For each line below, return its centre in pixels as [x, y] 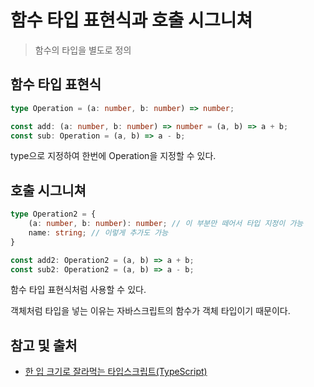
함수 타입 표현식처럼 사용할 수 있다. [78, 290]
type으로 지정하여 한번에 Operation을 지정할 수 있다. [113, 156]
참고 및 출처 [44, 345]
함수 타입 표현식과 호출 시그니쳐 [131, 20]
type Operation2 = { [53, 214]
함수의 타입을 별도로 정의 [83, 50]
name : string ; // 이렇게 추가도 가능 [98, 232]
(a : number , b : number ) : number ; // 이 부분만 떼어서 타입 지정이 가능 [166, 224]
